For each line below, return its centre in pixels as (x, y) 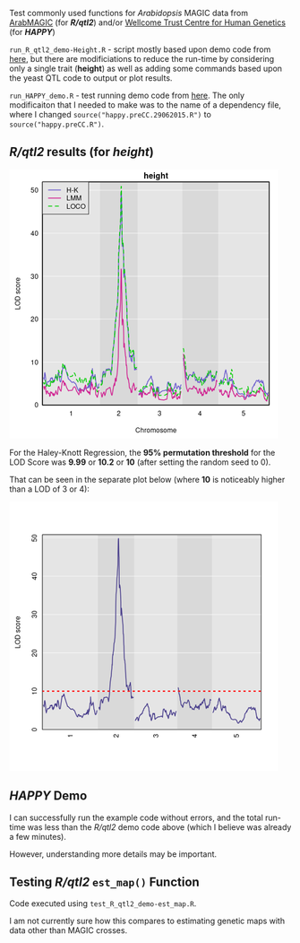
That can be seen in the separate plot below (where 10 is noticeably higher (147, 479)
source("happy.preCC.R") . (57, 124)
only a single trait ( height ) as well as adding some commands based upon (146, 68)
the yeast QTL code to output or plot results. (91, 78)
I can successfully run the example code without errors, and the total (137, 817)
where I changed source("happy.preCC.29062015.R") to (111, 114)
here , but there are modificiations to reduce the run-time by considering (142, 59)
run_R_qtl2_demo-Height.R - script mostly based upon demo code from (140, 49)
